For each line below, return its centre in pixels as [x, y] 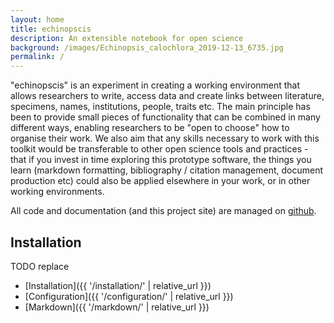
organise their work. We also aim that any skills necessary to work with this [165, 138]
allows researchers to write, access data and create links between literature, [167, 96]
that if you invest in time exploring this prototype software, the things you [161, 160]
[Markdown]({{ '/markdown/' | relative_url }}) [117, 307]
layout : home [37, 19]
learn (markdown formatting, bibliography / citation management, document [166, 170]
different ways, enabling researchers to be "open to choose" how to [150, 128]
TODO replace [40, 266]
